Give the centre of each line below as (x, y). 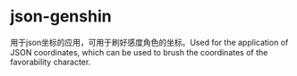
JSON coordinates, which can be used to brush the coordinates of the (139, 52)
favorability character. (51, 62)
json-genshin (61, 17)
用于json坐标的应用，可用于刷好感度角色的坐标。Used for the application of (149, 42)
